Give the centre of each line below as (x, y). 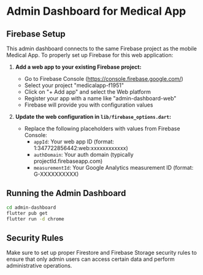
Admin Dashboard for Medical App (96, 11)
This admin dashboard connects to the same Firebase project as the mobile (102, 48)
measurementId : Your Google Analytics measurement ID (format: (113, 168)
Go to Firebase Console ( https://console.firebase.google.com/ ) (104, 79)
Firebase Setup (36, 34)
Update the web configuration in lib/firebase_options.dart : (93, 117)
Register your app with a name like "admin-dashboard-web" (100, 98)
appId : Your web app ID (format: (74, 141)
